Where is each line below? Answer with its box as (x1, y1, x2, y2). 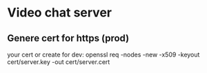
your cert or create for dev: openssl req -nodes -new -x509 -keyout (7, 50, 200, 59)
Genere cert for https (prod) (7, 32, 130, 44)
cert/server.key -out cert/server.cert (7, 58, 110, 66)
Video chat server (7, 5, 112, 21)
